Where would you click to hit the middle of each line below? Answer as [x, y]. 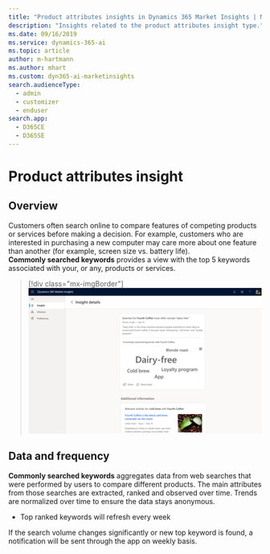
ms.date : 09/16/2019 [43, 34]
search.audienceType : [45, 84]
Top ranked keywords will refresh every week [95, 517]
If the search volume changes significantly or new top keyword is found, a [131, 532]
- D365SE [30, 136]
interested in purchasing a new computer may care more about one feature [133, 242]
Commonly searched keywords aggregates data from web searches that [130, 475]
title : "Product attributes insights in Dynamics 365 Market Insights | [133, 17]
